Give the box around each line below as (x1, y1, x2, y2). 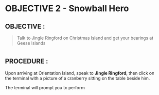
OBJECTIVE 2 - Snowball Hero (5, 3, 129, 14)
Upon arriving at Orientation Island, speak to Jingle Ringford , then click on (5, 70, 155, 76)
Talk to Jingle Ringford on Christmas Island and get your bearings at (17, 35, 154, 41)
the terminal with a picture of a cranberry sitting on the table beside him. (5, 75, 150, 81)
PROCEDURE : (5, 57, 48, 65)
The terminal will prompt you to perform (5, 84, 85, 90)
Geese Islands (17, 40, 46, 46)
